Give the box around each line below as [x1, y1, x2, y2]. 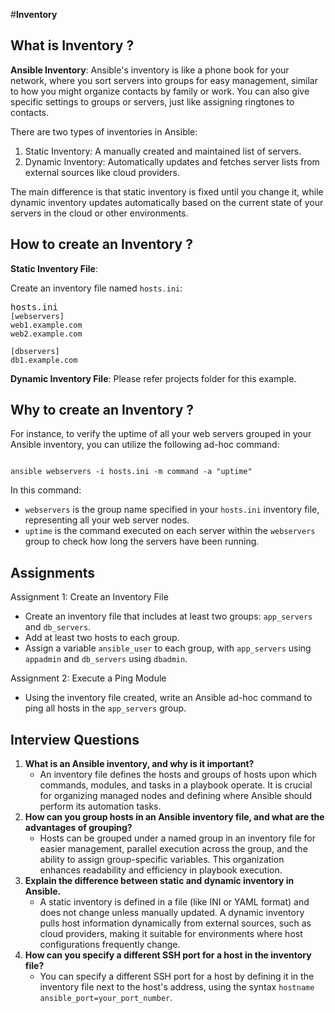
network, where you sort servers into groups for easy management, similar [10, 74, 318, 86]
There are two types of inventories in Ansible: [10, 125, 198, 138]
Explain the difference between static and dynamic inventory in [24, 875, 295, 887]
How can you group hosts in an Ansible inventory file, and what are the [24, 811, 325, 823]
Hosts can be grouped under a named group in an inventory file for [39, 832, 316, 844]
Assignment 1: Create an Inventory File [10, 591, 169, 603]
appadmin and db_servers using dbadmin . [24, 653, 188, 665]
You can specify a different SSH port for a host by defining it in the [39, 970, 315, 983]
